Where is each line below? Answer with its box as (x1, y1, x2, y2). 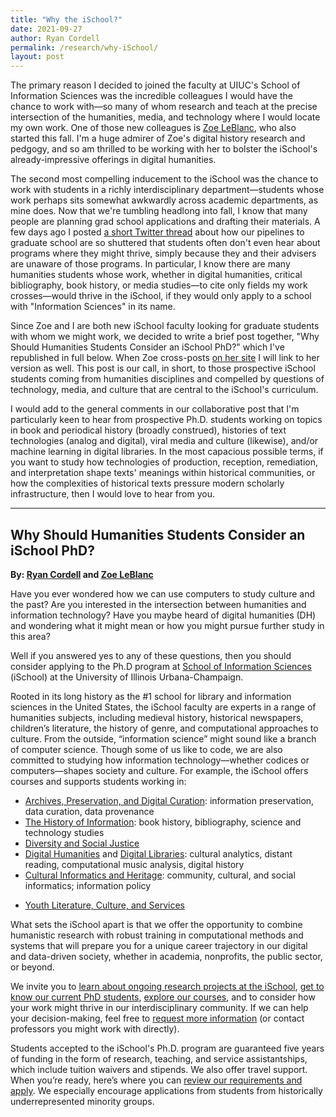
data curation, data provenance (24, 805, 155, 817)
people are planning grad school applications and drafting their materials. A (10, 216, 321, 228)
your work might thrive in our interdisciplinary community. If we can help (10, 1001, 309, 1013)
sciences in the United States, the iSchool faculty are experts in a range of (10, 701, 317, 713)
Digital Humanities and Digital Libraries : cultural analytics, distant (24, 847, 293, 860)
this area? (10, 630, 51, 642)
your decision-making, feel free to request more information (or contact (10, 1012, 305, 1024)
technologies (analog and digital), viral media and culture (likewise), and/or (10, 435, 319, 447)
